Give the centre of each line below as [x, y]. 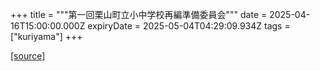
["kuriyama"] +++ [46, 36]
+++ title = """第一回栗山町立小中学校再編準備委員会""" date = [139, 14]
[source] [28, 56]
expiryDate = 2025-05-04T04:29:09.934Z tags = [189, 26]
